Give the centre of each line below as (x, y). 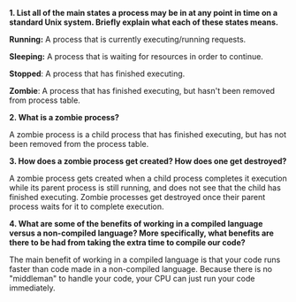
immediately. (32, 288)
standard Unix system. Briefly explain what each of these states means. (144, 22)
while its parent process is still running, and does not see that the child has (145, 188)
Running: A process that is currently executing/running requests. (128, 39)
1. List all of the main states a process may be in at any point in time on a (144, 13)
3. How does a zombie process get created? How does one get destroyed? (148, 161)
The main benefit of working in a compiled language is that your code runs (145, 259)
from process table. (45, 100)
